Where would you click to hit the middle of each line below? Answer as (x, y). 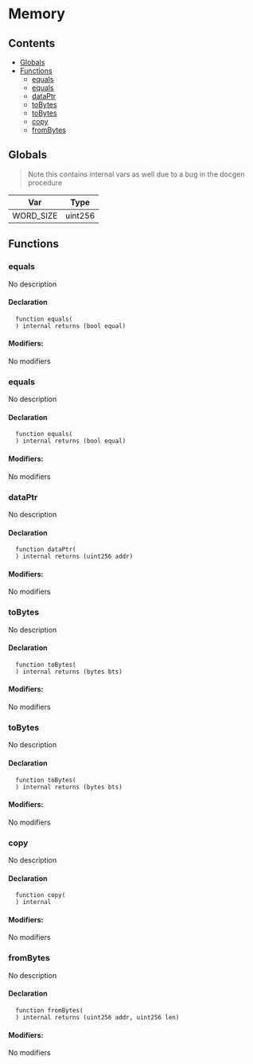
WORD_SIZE (35, 216)
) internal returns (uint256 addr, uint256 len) (97, 1017)
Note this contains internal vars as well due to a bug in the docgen (136, 174)
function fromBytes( (49, 1010)
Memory (37, 14)
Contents (32, 43)
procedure (45, 182)
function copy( (41, 895)
